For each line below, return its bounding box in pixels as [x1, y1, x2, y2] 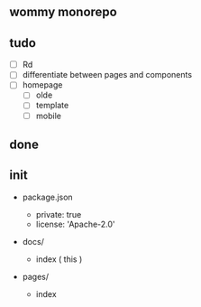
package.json [22, 191, 74, 202]
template [35, 100, 69, 111]
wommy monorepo [9, 5, 117, 20]
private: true [35, 209, 82, 219]
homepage [22, 79, 63, 90]
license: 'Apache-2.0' [35, 219, 115, 229]
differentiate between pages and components [22, 70, 192, 80]
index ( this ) [35, 254, 83, 265]
